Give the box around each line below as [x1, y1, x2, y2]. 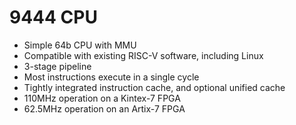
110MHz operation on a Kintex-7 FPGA [23, 92, 181, 104]
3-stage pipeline [23, 60, 92, 72]
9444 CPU [9, 6, 98, 29]
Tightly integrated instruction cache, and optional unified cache [23, 81, 286, 93]
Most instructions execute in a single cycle [23, 71, 200, 83]
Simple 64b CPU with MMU [23, 39, 137, 51]
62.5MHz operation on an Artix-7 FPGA [23, 102, 186, 115]
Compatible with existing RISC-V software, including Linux [23, 49, 264, 61]
